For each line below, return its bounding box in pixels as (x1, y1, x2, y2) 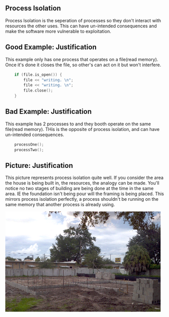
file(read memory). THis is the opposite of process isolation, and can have (5, 126, 160, 132)
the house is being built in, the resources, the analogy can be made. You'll (5, 180, 159, 186)
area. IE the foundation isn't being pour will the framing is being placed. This (5, 191, 164, 197)
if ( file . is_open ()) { (14, 72, 62, 77)
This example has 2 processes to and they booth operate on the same (5, 121, 151, 127)
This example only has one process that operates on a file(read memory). (5, 56, 158, 62)
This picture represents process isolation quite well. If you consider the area (5, 174, 163, 181)
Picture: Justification (5, 161, 73, 170)
